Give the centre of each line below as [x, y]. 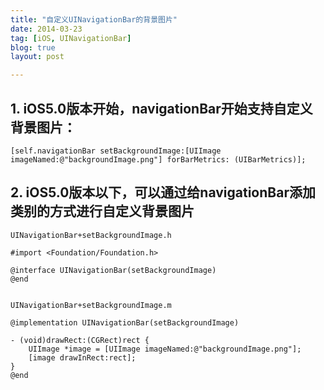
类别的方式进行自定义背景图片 [102, 211]
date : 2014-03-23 [46, 29]
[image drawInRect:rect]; [82, 357]
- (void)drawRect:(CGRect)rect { [80, 340]
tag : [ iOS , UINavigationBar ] [71, 38]
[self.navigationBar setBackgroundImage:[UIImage [116, 151]
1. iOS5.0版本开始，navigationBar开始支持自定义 [161, 108]
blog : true [33, 47]
